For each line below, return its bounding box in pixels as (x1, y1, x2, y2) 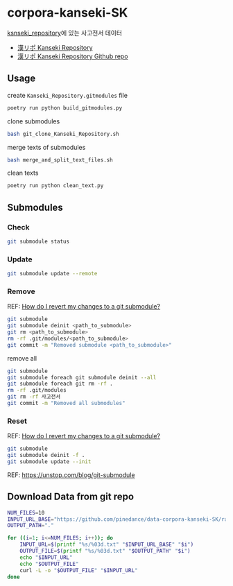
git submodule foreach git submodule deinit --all (7, 374, 157, 381)
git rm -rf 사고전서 (7, 393, 61, 400)
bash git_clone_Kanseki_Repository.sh (7, 130, 119, 137)
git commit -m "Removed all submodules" (7, 400, 126, 407)
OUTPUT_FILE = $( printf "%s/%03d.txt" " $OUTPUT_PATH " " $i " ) (19, 548, 191, 555)
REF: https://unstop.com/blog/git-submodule (7, 470, 135, 479)
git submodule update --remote (7, 270, 98, 277)
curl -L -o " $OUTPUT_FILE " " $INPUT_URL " (19, 567, 138, 574)
